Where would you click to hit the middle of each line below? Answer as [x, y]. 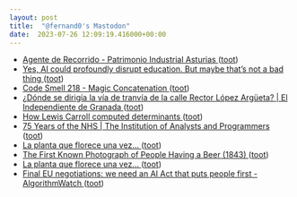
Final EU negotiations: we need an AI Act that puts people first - [140, 174]
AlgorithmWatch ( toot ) [63, 184]
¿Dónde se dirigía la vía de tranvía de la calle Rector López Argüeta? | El [155, 98]
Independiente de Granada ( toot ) [83, 107]
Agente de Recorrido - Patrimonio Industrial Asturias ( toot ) [131, 60]
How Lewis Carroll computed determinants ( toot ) [113, 116]
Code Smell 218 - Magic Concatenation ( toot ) [106, 88]
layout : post [34, 17]
